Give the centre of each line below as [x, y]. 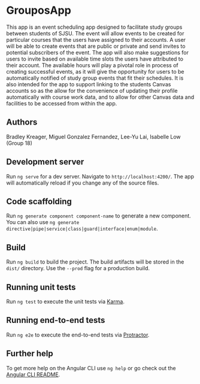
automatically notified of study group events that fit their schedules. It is [95, 78]
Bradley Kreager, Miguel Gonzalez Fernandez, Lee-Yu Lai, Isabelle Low [93, 137]
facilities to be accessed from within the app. [62, 103]
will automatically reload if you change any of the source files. [83, 183]
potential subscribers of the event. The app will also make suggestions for [97, 52]
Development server [45, 162]
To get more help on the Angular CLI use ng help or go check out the [91, 368]
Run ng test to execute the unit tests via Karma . [65, 301]
